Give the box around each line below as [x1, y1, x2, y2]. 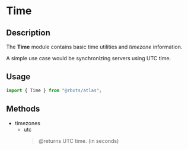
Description [6, 28, 50, 38]
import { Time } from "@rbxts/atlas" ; [6, 87, 102, 93]
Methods [6, 104, 40, 114]
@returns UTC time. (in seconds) [38, 137, 119, 144]
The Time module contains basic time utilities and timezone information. [6, 43, 183, 50]
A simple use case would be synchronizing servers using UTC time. [6, 55, 171, 61]
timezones [14, 119, 40, 126]
